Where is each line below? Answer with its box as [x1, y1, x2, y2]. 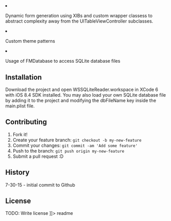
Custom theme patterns [5, 38, 55, 44]
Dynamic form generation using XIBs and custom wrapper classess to [5, 13, 153, 19]
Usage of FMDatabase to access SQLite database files [5, 58, 120, 64]
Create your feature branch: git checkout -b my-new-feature [12, 137, 142, 143]
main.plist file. [5, 103, 35, 109]
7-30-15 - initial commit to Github [5, 181, 75, 188]
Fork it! [12, 131, 28, 137]
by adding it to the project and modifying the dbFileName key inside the [5, 98, 156, 103]
